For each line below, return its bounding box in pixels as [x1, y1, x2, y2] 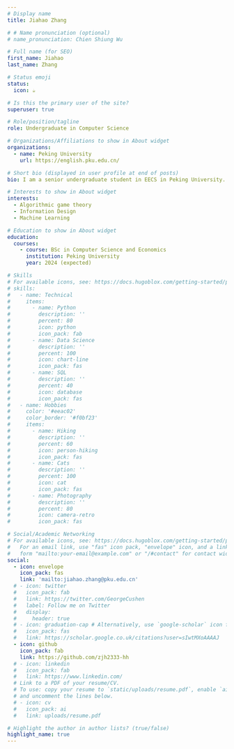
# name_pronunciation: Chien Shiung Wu [7, 36, 123, 43]
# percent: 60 [7, 440, 73, 447]
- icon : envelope [13, 563, 64, 570]
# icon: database [7, 388, 82, 396]
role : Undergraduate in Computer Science [7, 125, 130, 132]
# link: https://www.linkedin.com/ [13, 673, 123, 680]
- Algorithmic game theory [13, 201, 92, 209]
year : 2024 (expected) [25, 259, 92, 267]
